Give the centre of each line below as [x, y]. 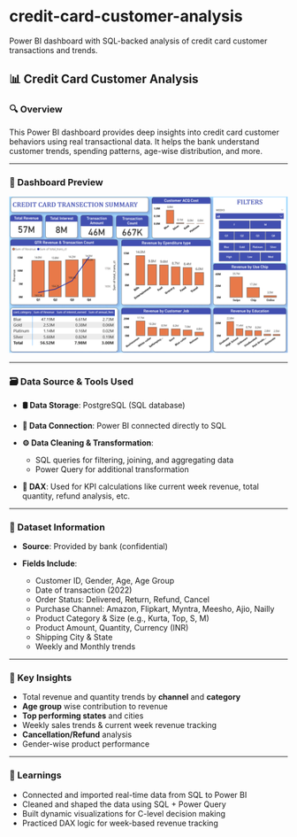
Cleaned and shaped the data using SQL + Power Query [124, 804]
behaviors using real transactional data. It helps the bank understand [134, 141]
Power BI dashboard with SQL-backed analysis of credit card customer [138, 41]
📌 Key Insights [41, 678]
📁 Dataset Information [57, 527]
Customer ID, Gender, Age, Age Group [105, 581]
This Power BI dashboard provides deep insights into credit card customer [145, 132]
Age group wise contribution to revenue [95, 707]
